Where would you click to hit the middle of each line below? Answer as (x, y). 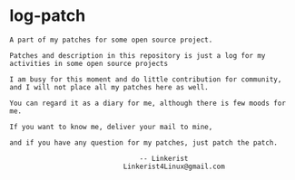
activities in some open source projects (89, 63)
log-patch (48, 16)
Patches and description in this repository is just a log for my (138, 55)
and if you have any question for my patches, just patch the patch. (144, 142)
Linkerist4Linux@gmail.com (174, 166)
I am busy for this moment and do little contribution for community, (146, 79)
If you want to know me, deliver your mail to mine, (111, 127)
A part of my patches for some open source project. (111, 40)
